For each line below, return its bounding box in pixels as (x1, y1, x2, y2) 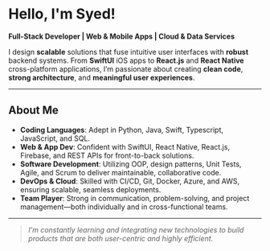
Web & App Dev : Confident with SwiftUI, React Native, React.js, (19, 142, 231, 151)
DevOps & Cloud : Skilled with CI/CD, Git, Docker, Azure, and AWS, (19, 176, 239, 186)
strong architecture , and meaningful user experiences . (8, 72, 195, 82)
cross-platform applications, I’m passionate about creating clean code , (8, 64, 243, 73)
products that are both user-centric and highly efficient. (27, 233, 214, 243)
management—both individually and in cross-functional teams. (19, 202, 228, 212)
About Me (8, 104, 59, 117)
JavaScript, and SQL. (19, 134, 91, 143)
